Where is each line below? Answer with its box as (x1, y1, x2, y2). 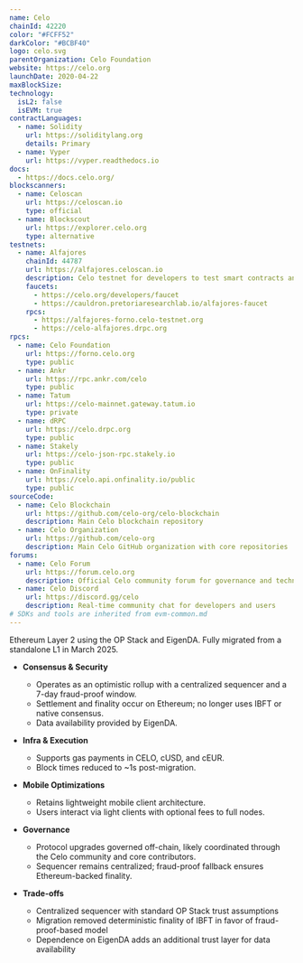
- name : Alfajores (17, 248, 87, 257)
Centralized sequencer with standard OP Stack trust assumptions (35, 905, 280, 916)
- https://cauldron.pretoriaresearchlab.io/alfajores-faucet (32, 299, 269, 308)
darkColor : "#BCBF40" (9, 38, 91, 48)
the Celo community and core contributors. (35, 851, 197, 862)
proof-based (35, 924, 83, 935)
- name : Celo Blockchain (17, 500, 111, 510)
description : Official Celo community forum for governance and (25, 575, 272, 585)
